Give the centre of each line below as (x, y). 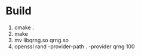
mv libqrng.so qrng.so (42, 40)
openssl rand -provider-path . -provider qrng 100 (74, 46)
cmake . (24, 27)
